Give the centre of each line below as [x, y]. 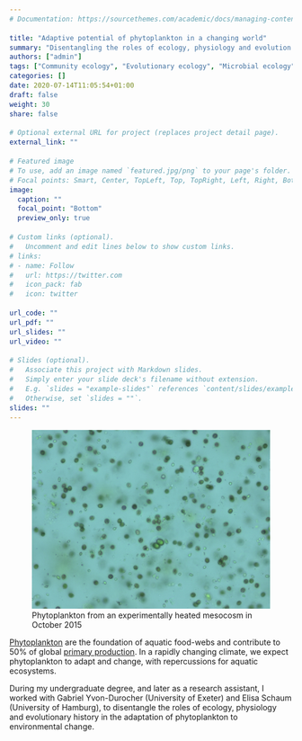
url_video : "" [36, 342]
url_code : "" [34, 313]
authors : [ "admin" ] [46, 57]
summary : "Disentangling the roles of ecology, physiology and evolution [151, 48]
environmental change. [52, 726]
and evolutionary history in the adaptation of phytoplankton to [124, 717]
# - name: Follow [42, 265]
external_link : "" [44, 143]
